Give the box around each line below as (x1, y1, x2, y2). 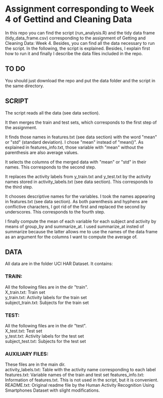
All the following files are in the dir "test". (5, 322, 87, 328)
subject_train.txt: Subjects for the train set (5, 300, 89, 305)
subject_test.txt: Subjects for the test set (5, 338, 86, 344)
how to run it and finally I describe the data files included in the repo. (5, 50, 143, 57)
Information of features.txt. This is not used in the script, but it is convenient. (5, 377, 159, 383)
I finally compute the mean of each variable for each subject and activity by (5, 218, 157, 224)
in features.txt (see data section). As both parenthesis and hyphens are (5, 198, 148, 204)
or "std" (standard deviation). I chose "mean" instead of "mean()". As (5, 139, 144, 145)
